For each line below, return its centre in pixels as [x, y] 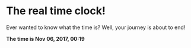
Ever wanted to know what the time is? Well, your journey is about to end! [96, 27]
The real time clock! [56, 11]
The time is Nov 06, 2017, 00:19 [45, 39]
